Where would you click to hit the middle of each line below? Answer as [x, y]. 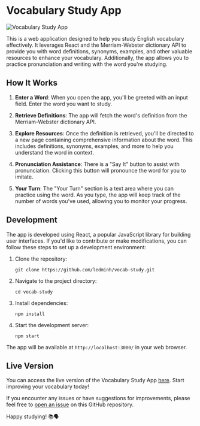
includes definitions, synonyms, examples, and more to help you [94, 146]
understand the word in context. [54, 152]
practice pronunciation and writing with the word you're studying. [87, 64]
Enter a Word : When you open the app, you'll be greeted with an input [101, 97]
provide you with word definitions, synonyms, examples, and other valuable [99, 51]
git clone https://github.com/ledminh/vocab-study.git [85, 270]
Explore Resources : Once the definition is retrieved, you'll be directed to [104, 133]
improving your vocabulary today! [48, 386]
